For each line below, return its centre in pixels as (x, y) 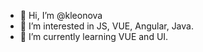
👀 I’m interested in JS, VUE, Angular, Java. (106, 26)
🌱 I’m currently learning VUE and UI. (94, 36)
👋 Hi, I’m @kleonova (61, 15)
